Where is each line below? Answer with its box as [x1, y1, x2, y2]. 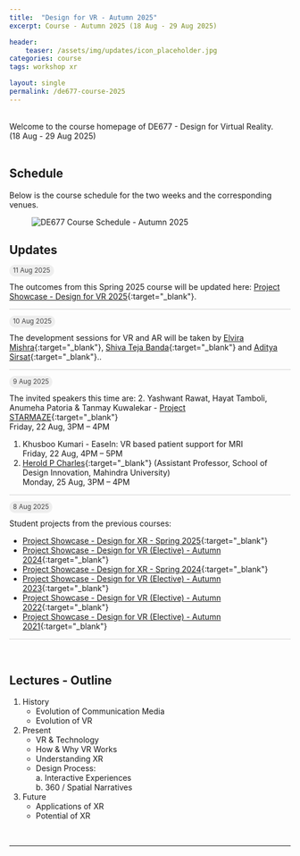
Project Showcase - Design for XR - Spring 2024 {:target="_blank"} [21, 564, 269, 575]
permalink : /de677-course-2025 [9, 87, 126, 96]
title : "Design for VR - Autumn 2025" [9, 13, 158, 22]
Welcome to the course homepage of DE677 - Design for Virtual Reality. [9, 121, 274, 131]
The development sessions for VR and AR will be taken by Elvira [9, 333, 245, 343]
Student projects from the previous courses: [9, 518, 172, 529]
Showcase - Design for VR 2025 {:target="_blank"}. [9, 292, 197, 302]
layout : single [9, 79, 66, 88]
